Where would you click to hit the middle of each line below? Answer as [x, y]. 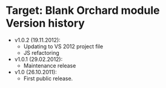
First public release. [48, 78]
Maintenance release [50, 65]
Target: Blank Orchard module [83, 11]
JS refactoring [41, 52]
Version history [45, 23]
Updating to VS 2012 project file [63, 46]
